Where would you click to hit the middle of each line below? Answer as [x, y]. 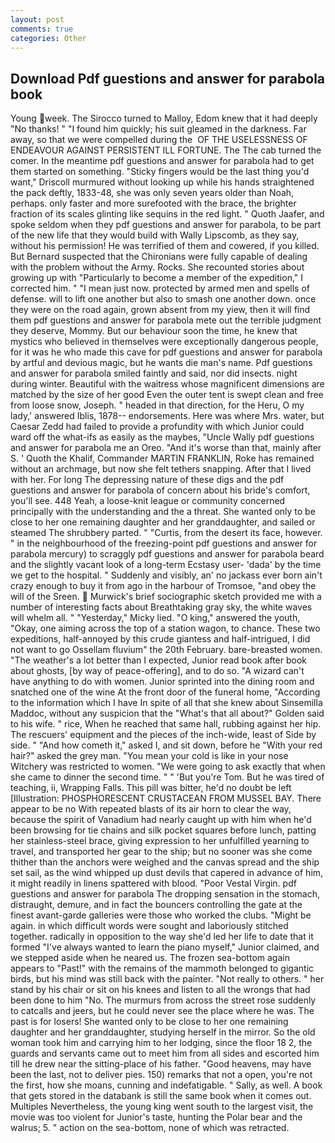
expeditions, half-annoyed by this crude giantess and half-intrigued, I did [160, 639]
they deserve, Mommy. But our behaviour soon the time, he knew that [154, 331]
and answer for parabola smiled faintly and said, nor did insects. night [154, 373]
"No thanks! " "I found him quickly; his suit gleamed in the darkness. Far [158, 129]
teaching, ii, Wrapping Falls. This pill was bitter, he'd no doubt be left [151, 788]
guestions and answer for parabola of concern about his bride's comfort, [160, 490]
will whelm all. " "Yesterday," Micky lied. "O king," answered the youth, [155, 618]
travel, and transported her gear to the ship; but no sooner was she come [161, 852]
